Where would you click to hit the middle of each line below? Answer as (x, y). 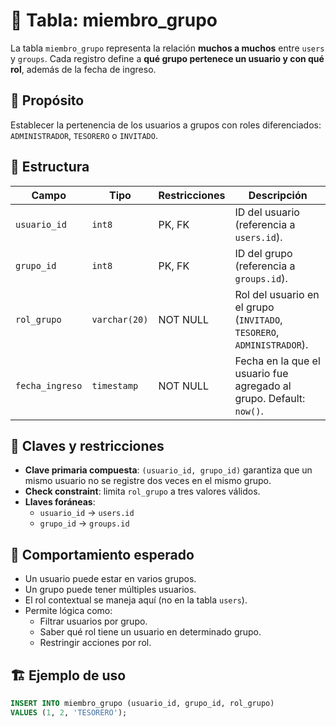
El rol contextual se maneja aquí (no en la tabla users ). (136, 600)
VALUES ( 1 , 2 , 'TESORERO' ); (69, 712)
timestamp (115, 385)
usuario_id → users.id (87, 513)
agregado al (263, 386)
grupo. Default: (270, 398)
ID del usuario (267, 212)
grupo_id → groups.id (84, 523)
